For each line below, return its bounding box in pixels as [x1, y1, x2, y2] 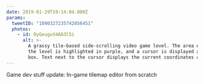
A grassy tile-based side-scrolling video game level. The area [28, 43, 194, 49]
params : [6, 15, 26, 21]
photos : [12, 26, 32, 32]
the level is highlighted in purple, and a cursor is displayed [28, 49, 194, 55]
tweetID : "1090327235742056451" [12, 20, 94, 26]
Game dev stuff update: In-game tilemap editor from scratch [6, 71, 157, 78]
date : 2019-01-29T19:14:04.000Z [6, 9, 88, 15]
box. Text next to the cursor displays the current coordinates [28, 54, 194, 60]
